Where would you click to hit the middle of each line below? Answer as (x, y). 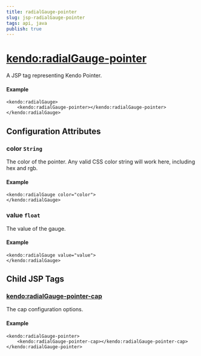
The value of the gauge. (36, 228)
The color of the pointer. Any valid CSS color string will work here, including (101, 162)
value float (23, 216)
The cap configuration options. (45, 309)
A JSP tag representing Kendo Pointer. (54, 76)
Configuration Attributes (54, 131)
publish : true (24, 29)
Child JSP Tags (35, 279)
